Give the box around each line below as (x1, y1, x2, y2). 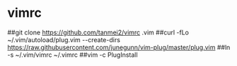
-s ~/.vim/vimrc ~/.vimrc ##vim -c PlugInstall (7, 51, 138, 59)
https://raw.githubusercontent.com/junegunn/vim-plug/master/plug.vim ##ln (7, 43, 231, 51)
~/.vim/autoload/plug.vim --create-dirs (7, 35, 120, 44)
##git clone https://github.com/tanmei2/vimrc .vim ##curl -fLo (7, 28, 190, 37)
